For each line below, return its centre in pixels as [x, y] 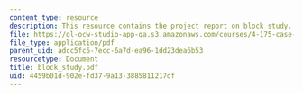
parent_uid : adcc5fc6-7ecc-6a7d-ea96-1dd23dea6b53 [106, 51]
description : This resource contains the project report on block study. [151, 26]
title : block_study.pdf [54, 68]
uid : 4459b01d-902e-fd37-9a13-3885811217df [92, 76]
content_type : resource [54, 17]
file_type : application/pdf [62, 43]
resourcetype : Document [54, 59]
